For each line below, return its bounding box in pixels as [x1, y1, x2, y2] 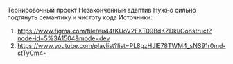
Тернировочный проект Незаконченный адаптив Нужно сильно [7, 6, 196, 14]
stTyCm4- [17, 49, 46, 57]
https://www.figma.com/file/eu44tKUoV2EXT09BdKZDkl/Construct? [17, 27, 212, 35]
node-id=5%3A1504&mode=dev [17, 34, 110, 42]
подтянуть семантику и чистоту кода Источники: [7, 13, 153, 22]
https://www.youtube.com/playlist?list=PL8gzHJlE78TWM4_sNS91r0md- [17, 42, 226, 49]
